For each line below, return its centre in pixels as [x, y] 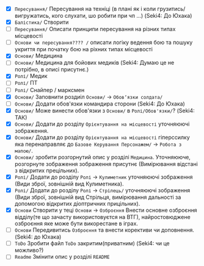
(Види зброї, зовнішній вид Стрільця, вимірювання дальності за [98, 197]
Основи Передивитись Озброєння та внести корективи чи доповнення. [104, 230]
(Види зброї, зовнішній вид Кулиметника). [69, 184]
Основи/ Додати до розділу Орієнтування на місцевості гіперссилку [102, 137]
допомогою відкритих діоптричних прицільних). [77, 204]
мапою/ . [24, 150]
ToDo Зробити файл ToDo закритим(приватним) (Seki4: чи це [92, 243]
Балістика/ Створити [42, 22]
